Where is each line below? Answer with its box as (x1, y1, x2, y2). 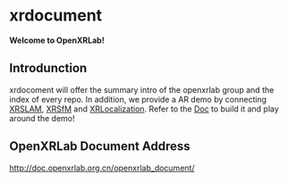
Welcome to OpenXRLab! (9, 35, 105, 45)
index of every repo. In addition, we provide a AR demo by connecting (9, 94, 267, 104)
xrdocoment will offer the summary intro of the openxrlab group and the (9, 84, 275, 95)
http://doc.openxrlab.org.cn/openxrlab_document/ (9, 162, 195, 173)
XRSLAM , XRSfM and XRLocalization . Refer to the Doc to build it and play (9, 103, 279, 114)
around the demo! (9, 112, 75, 123)
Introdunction (9, 61, 88, 76)
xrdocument (9, 5, 103, 26)
